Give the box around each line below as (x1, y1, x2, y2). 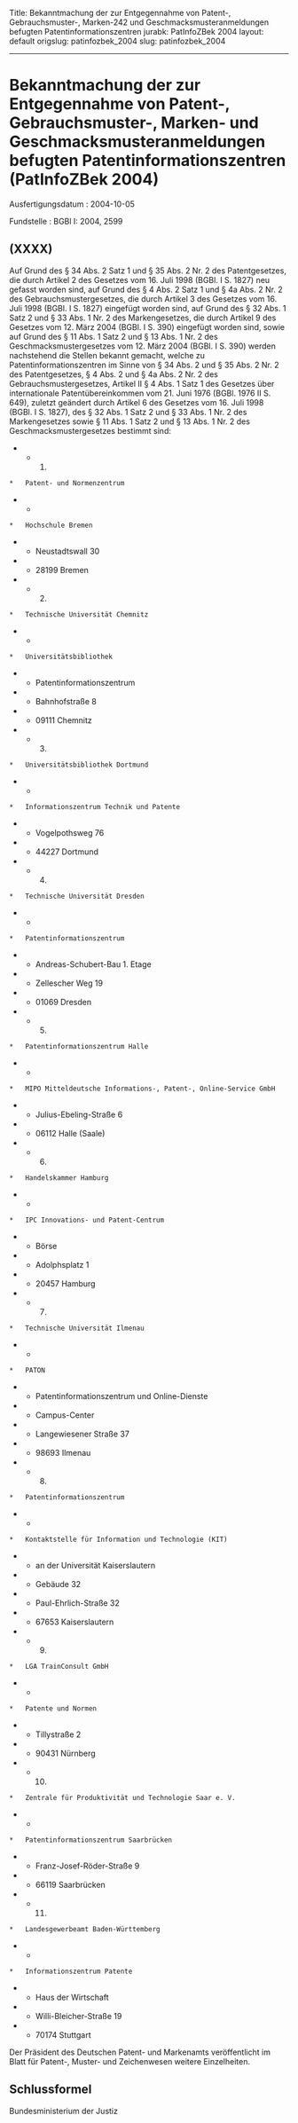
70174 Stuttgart (35, 2029, 91, 2040)
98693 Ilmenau (35, 1447, 91, 1458)
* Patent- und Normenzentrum (9, 478, 125, 487)
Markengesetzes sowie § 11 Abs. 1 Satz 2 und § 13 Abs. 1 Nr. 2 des (9, 416, 251, 427)
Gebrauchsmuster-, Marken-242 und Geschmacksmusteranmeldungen (9, 17, 269, 28)
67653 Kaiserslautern (35, 1616, 114, 1627)
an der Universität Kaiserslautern (35, 1560, 156, 1570)
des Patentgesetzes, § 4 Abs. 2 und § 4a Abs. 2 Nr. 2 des (9, 368, 219, 380)
